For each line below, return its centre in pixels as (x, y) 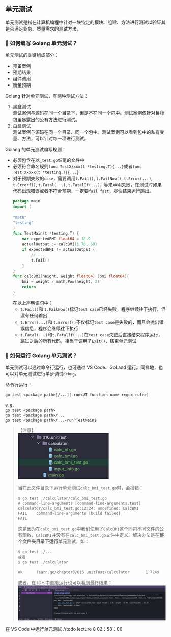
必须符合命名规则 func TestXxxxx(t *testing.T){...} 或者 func (77, 166)
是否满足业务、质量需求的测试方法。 (43, 28)
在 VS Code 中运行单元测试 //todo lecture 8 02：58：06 (64, 629)
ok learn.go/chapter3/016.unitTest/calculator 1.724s (88, 572)
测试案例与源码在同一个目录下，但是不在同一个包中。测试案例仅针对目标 (88, 113)
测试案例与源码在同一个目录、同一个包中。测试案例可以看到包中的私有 (86, 132)
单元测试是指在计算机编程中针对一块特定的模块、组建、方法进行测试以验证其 (85, 22)
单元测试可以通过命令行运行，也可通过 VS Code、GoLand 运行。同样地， (82, 367)
